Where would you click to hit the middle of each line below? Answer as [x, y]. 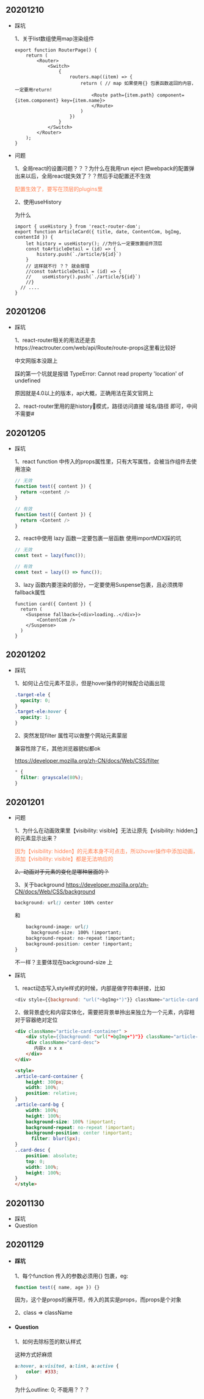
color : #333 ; [42, 1372]
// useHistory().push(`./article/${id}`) [83, 277]
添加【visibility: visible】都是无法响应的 [64, 859]
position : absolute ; [52, 1156]
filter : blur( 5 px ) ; [56, 1139]
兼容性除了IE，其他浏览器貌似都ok [58, 748]
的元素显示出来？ [36, 838]
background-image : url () [57, 927]
